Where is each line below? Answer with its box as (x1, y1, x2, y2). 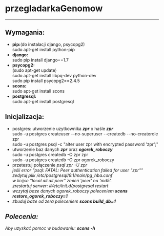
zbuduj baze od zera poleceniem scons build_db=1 (12, 198, 116, 204)
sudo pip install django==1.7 (12, 57, 69, 63)
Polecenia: (5, 212, 39, 220)
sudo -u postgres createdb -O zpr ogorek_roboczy (12, 157, 115, 163)
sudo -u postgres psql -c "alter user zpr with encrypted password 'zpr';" (12, 141, 159, 147)
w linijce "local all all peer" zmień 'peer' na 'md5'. (12, 177, 112, 183)
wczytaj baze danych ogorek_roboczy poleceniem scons (12, 188, 128, 193)
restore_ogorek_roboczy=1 (12, 193, 68, 199)
